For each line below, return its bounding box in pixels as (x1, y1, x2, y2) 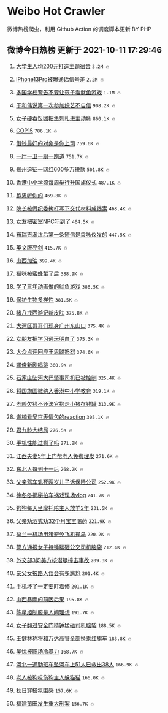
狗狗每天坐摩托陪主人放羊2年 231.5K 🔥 (15, 504, 114, 511)
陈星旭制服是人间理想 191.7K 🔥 (15, 608, 94, 616)
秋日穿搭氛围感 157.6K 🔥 (15, 687, 78, 694)
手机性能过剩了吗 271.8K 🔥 (15, 439, 83, 446)
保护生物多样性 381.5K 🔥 (15, 295, 78, 303)
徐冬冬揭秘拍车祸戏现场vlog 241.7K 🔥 (15, 491, 110, 498)
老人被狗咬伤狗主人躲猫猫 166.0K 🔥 (15, 673, 105, 681)
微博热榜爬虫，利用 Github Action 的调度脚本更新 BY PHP (7, 25, 152, 32)
